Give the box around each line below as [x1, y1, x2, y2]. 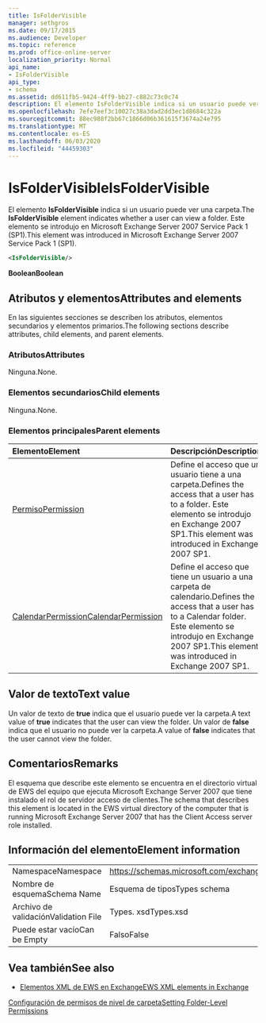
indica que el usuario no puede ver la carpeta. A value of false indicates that [8, 725, 256, 735]
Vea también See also [8, 961, 115, 975]
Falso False [109, 929, 150, 940]
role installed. [8, 820, 53, 830]
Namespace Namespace [12, 866, 102, 877]
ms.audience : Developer [8, 33, 87, 42]
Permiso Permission [12, 504, 85, 515]
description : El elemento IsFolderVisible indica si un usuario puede [8, 100, 246, 108]
